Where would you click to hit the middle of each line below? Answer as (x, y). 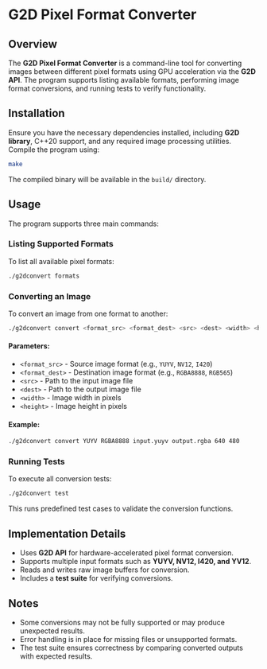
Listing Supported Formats (61, 244)
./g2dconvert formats (44, 276)
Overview (33, 44)
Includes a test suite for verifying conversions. (96, 578)
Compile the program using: (54, 150)
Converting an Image (50, 296)
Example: (24, 424)
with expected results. (56, 656)
